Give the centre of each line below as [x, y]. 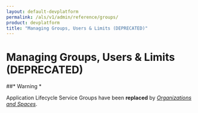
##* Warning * [24, 86]
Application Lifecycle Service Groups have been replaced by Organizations [99, 98]
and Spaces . [22, 104]
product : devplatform [33, 22]
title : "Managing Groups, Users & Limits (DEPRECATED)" [77, 28]
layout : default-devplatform [42, 12]
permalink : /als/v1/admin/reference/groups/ [62, 17]
